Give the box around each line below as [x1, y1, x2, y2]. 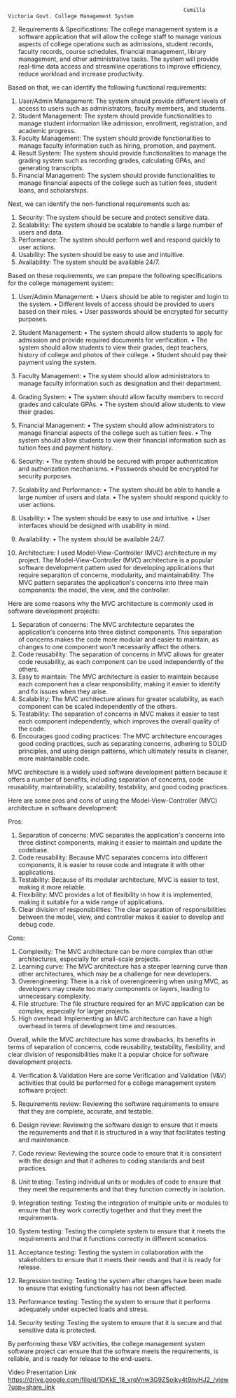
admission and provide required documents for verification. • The [18, 336, 208, 344]
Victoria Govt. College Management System [8, 13, 134, 20]
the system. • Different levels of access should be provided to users [18, 300, 215, 308]
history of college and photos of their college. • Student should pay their [18, 351, 228, 359]
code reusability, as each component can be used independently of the [18, 658, 224, 665]
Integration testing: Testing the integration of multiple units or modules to [18, 1198, 229, 1207]
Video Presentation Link [8, 1368, 77, 1376]
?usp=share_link [8, 1383, 55, 1391]
